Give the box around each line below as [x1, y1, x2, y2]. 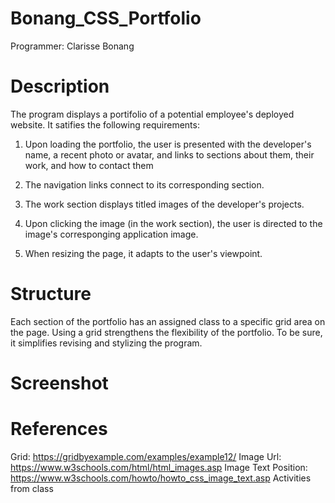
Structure [10, 283, 92, 306]
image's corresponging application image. [24, 228, 199, 240]
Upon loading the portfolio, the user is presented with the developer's [24, 138, 312, 150]
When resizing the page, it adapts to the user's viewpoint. [24, 247, 263, 259]
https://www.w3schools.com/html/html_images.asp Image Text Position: [10, 461, 308, 473]
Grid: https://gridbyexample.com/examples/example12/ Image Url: [10, 450, 282, 462]
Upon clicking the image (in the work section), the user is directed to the [24, 217, 323, 229]
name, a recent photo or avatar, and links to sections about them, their [24, 148, 315, 161]
